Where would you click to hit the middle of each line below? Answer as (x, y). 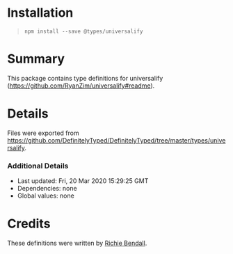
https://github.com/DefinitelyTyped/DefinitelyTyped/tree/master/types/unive (116, 140)
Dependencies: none (47, 189)
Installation (40, 13)
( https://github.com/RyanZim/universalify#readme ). (81, 86)
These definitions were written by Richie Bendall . (77, 243)
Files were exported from (43, 133)
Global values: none (46, 196)
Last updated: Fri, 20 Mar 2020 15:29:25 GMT (83, 181)
